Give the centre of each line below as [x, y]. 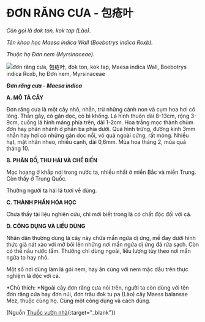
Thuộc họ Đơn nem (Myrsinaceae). [50, 54]
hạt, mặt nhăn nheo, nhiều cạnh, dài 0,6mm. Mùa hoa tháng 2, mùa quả [96, 141]
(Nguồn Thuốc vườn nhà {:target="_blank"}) [61, 312]
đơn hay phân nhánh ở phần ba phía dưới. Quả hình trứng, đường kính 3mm [101, 129]
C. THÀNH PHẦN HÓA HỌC [41, 202]
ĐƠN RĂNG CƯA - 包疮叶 [70, 13]
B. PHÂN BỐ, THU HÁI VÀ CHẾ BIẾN [52, 160]
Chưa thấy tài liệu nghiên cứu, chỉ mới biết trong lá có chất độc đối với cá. [99, 214]
